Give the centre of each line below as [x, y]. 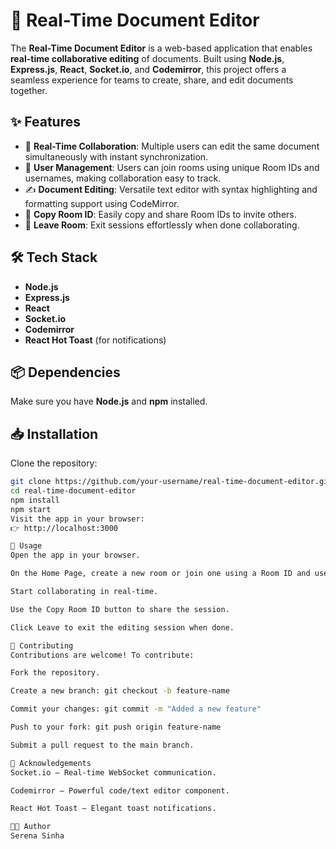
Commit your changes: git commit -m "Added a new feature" [136, 709]
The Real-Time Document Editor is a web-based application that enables [161, 48]
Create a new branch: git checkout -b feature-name [120, 691]
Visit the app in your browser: [77, 519]
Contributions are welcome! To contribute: [102, 655]
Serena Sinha [37, 836]
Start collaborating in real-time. [84, 592]
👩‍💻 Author [31, 827]
